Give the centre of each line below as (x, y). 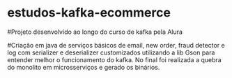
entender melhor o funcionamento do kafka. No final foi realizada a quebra (114, 59)
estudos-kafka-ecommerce (89, 13)
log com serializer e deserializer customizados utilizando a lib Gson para (111, 52)
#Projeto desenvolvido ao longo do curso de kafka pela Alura (95, 32)
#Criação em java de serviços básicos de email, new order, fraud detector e (116, 45)
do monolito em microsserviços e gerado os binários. (84, 67)
